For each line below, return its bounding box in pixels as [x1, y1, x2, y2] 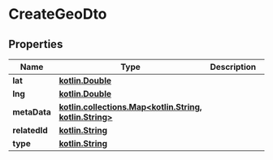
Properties [8, 37, 63, 51]
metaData [12, 106, 51, 118]
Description [210, 62, 257, 72]
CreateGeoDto [8, 5, 107, 24]
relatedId [12, 125, 49, 136]
